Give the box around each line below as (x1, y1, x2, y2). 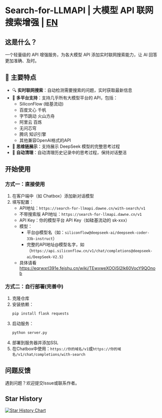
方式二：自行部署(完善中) (5, 283, 64, 290)
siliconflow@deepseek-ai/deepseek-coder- (65, 230, 150, 235)
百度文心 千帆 (19, 107, 47, 113)
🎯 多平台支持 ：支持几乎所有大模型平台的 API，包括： (12, 95, 118, 101)
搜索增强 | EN (5, 17, 58, 28)
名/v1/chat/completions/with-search (12, 352, 86, 357)
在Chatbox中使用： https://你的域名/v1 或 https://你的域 (12, 346, 121, 351)
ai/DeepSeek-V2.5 (26, 254, 62, 260)
